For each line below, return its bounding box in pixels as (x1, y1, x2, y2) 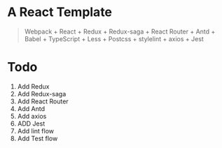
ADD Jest (17, 119, 46, 128)
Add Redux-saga (17, 89, 67, 98)
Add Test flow (17, 134, 58, 142)
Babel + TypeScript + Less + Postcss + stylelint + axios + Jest (24, 34, 204, 43)
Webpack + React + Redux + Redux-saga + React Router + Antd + (24, 27, 216, 36)
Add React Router (17, 97, 69, 105)
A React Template (7, 4, 113, 20)
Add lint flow (17, 126, 55, 135)
